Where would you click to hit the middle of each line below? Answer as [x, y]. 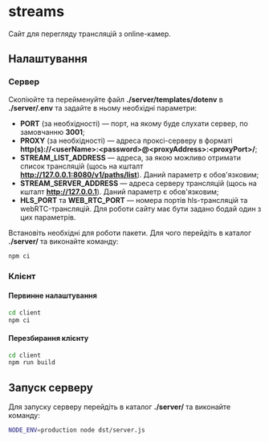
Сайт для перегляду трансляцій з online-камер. [90, 34]
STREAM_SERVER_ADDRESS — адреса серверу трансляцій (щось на [138, 183]
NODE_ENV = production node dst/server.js [77, 430]
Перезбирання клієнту [49, 338]
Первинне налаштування [53, 296]
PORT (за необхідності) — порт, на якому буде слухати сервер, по [134, 124]
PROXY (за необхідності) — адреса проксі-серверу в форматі [126, 140]
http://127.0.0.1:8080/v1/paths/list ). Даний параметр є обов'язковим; [139, 174]
